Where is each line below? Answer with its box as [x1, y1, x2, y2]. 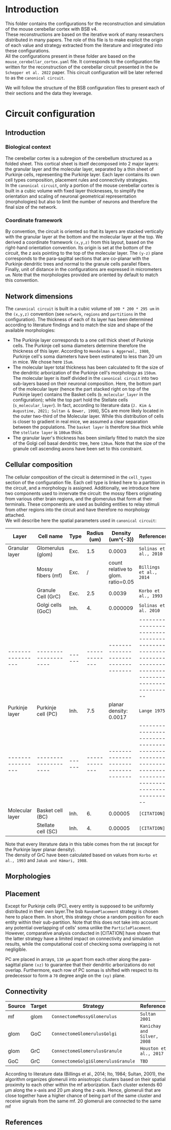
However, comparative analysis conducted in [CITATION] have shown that [5, 930, 160, 936]
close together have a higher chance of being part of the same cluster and [5, 1092, 161, 1098]
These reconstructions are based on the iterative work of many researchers [5, 31, 164, 37]
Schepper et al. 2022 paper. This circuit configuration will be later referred [5, 69, 163, 75]
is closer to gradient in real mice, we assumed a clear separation [12, 418, 148, 424]
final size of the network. [5, 204, 58, 210]
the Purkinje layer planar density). [5, 846, 76, 852]
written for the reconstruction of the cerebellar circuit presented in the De [5, 64, 158, 70]
